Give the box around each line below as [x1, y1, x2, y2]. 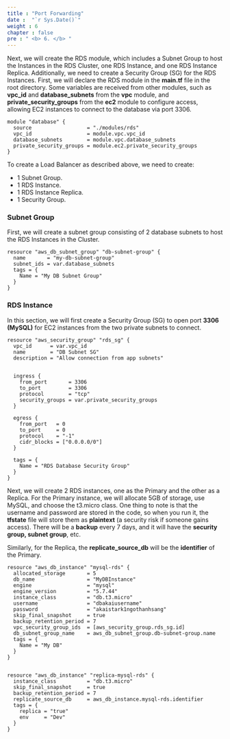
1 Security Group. [16, 196, 66, 204]
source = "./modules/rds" [13, 125, 139, 131]
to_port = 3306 [19, 384, 88, 391]
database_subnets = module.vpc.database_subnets [13, 136, 176, 144]
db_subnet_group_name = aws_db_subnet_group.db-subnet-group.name [13, 629, 216, 637]
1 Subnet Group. [16, 174, 63, 182]
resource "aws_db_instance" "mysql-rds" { [7, 564, 130, 571]
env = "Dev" [19, 714, 66, 721]
